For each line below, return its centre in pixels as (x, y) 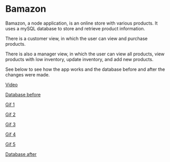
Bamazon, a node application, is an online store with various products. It (82, 23)
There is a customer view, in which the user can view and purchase (77, 38)
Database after (21, 154)
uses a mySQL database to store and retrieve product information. (75, 28)
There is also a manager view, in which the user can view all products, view (85, 54)
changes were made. (27, 74)
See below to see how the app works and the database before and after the (85, 69)
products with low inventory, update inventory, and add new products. (79, 59)
